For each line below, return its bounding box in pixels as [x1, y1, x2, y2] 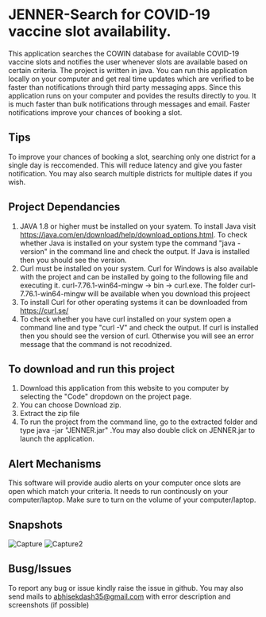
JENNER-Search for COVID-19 [8, 6, 210, 24]
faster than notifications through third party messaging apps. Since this [8, 82, 241, 92]
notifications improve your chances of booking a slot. [8, 107, 183, 117]
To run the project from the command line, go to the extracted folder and [19, 417, 258, 426]
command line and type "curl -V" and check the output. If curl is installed [19, 322, 259, 332]
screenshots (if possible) [8, 600, 90, 609]
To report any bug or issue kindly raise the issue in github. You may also [8, 583, 244, 592]
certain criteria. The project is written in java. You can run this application [8, 65, 248, 75]
